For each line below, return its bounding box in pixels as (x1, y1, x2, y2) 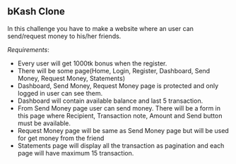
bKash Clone (7, 6, 66, 18)
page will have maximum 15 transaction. (17, 149, 134, 157)
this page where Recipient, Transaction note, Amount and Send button (17, 111, 223, 120)
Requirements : (7, 45, 49, 53)
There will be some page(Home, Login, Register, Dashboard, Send (17, 66, 211, 75)
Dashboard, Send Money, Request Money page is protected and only (17, 81, 219, 90)
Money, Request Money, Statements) (17, 74, 126, 82)
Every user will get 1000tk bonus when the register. (17, 59, 167, 68)
